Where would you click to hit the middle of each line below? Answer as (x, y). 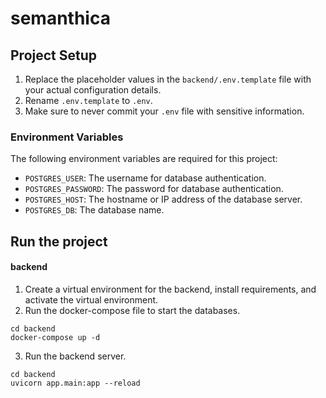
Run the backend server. (75, 356)
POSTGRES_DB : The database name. (94, 210)
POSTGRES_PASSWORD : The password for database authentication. (154, 189)
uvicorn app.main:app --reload (75, 383)
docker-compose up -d (55, 337)
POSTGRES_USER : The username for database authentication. (145, 178)
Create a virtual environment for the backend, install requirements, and (170, 289)
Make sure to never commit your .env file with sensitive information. (164, 111)
